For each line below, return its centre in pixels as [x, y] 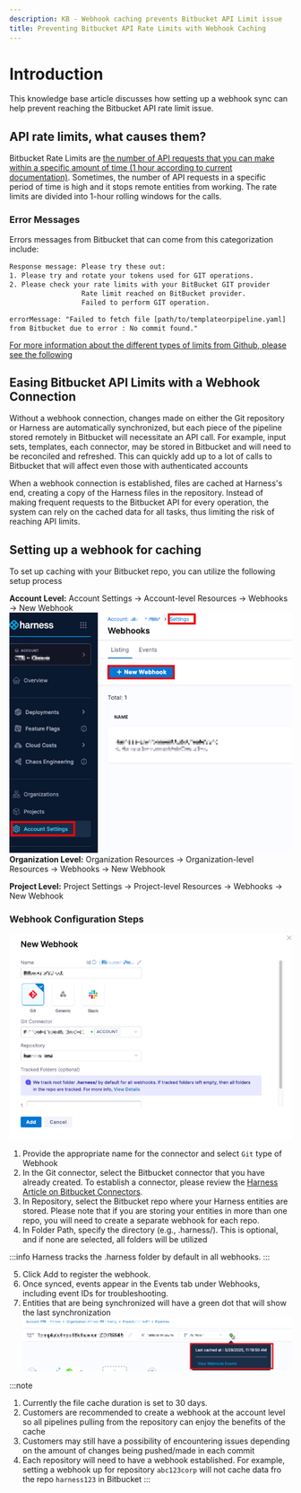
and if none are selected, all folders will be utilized [115, 1239]
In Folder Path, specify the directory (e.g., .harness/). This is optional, [150, 1230]
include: [24, 249]
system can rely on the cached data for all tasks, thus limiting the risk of [142, 512]
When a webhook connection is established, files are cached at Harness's [146, 483]
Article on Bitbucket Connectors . [82, 1191]
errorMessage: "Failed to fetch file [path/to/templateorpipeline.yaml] [148, 319]
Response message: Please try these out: [88, 266]
